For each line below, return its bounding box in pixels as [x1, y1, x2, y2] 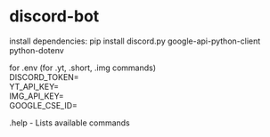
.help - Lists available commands [9, 117, 131, 128]
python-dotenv [9, 44, 64, 55]
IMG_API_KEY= [9, 91, 64, 101]
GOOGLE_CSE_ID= [9, 100, 78, 110]
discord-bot [9, 6, 100, 27]
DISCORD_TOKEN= [9, 71, 79, 82]
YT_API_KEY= [9, 81, 60, 92]
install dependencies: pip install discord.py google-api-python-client [9, 36, 261, 46]
